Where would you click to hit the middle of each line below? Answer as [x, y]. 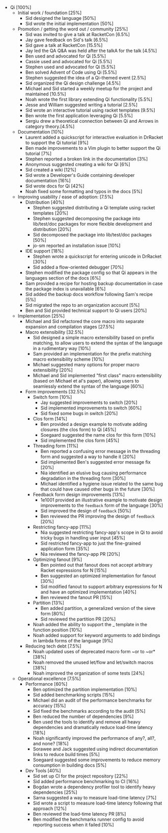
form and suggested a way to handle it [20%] [88, 456]
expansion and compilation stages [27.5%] [70, 327]
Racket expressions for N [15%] [74, 570]
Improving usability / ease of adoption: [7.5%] [65, 197]
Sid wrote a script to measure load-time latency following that [97, 803]
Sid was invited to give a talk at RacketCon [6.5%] [77, 34]
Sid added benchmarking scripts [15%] [74, 695]
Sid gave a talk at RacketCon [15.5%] [64, 45]
